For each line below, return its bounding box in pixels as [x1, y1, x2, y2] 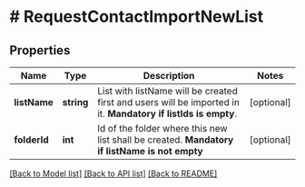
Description [143, 70, 195, 82]
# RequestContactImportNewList [9, 6, 264, 27]
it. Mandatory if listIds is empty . [96, 107, 238, 120]
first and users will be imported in [96, 96, 241, 108]
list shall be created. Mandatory [96, 133, 234, 146]
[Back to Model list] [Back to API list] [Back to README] [9, 168, 218, 179]
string [62, 96, 89, 108]
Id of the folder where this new [96, 123, 229, 134]
